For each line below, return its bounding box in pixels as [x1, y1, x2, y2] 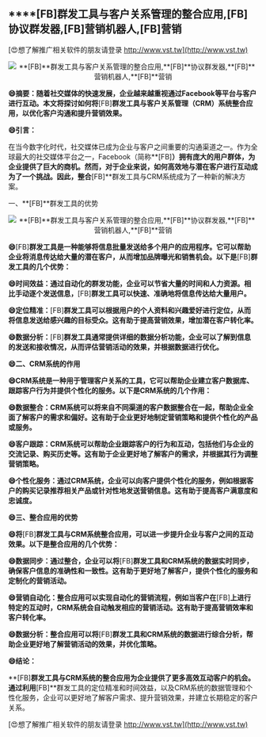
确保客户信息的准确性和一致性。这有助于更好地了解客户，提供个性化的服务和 [8, 566, 258, 575]
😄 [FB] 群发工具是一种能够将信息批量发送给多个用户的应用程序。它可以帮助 [8, 242, 252, 251]
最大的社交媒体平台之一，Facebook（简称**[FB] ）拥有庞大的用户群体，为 [14, 151, 256, 161]
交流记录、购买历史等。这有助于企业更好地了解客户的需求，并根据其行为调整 [8, 449, 258, 458]
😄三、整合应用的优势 [8, 512, 78, 521]
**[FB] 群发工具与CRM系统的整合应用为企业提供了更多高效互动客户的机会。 [8, 673, 256, 682]
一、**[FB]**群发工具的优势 [8, 198, 99, 208]
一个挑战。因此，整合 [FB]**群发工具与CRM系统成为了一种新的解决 [21, 171, 239, 181]
